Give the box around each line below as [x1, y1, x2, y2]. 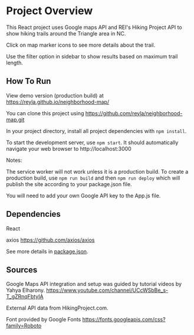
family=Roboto [6, 322, 42, 329]
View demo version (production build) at [6, 92, 104, 99]
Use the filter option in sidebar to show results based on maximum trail [6, 53, 178, 60]
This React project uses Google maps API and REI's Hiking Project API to [6, 24, 182, 31]
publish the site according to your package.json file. [6, 180, 132, 187]
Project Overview [6, 4, 93, 18]
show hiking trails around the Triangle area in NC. [6, 30, 126, 37]
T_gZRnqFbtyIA [6, 293, 44, 300]
